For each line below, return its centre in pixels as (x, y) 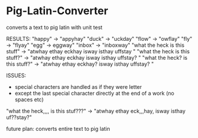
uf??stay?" (19, 117)
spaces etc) (29, 100)
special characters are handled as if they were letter (78, 86)
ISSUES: (16, 75)
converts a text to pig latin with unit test (54, 27)
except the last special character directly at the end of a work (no (95, 93)
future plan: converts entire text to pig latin (58, 129)
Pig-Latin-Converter (57, 11)
